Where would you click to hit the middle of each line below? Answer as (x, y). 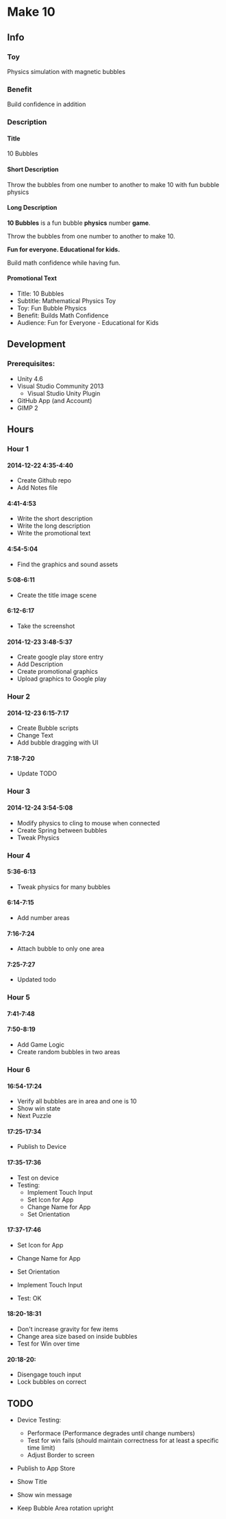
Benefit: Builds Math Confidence (63, 315)
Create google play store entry (60, 657)
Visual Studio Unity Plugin (64, 393)
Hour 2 (19, 696)
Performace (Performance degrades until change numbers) (111, 1433)
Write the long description (54, 526)
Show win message (45, 1494)
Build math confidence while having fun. (64, 263)
